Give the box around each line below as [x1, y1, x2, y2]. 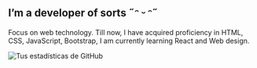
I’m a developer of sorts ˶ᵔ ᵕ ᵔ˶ [8, 6, 159, 20]
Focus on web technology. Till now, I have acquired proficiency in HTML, [8, 27, 244, 37]
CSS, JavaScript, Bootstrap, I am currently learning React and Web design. [8, 36, 250, 45]
